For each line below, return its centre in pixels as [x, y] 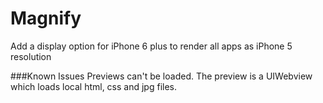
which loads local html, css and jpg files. [94, 86]
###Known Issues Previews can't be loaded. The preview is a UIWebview [161, 76]
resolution [31, 56]
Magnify [46, 18]
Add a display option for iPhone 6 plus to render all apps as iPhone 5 [151, 46]
